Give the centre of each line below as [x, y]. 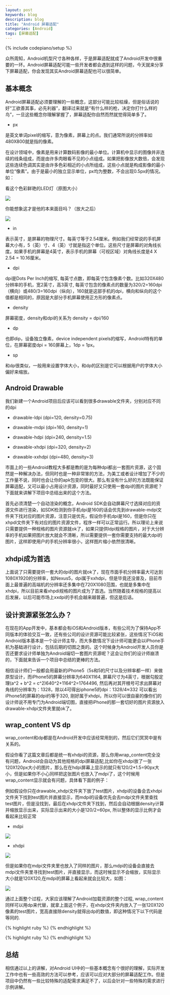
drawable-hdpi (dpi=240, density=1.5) [52, 437]
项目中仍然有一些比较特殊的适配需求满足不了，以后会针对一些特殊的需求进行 [85, 981]
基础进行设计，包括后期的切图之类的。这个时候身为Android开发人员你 [87, 647]
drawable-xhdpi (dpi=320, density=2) [52, 447]
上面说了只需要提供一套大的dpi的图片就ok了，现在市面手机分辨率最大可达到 [84, 572]
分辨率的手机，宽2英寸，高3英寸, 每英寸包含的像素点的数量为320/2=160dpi [84, 285]
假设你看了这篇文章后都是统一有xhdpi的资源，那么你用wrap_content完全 [81, 755]
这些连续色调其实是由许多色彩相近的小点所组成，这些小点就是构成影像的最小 [85, 165]
